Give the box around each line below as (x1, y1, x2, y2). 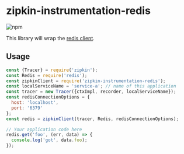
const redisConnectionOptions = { (6, 94, 91, 100)
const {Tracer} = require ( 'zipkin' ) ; (6, 67, 98, 73)
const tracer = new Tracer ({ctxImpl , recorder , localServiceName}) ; (6, 89, 176, 94)
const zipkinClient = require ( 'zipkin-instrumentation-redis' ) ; (6, 78, 166, 84)
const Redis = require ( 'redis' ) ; (6, 72, 88, 78)
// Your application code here (6, 127, 82, 132)
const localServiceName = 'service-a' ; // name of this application (6, 83, 176, 89)
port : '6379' (11, 105, 43, 111)
